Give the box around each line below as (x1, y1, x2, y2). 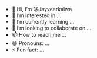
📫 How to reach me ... (11, 31, 66, 38)
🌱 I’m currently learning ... (11, 18, 75, 25)
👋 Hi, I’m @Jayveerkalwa (11, 6, 72, 12)
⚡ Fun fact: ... (11, 46, 44, 53)
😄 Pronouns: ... (11, 40, 50, 47)
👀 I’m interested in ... (11, 12, 62, 19)
